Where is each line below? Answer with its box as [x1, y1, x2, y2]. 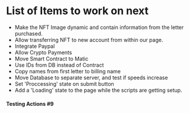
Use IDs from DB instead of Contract [14, 61, 104, 69]
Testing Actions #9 [6, 100, 54, 107]
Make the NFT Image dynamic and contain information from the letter [14, 24, 184, 31]
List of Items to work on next [6, 4, 149, 18]
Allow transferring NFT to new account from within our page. [14, 36, 163, 43]
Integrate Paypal [14, 43, 55, 50]
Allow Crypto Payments [14, 49, 72, 56]
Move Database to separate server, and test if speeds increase [14, 74, 168, 81]
